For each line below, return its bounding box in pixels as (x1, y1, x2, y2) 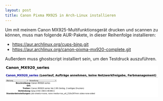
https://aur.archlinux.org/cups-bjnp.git (12, 41, 89, 47)
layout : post (5, 8, 32, 13)
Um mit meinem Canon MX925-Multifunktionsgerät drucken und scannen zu (5, 27, 158, 32)
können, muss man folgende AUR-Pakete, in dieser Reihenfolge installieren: (5, 32, 156, 38)
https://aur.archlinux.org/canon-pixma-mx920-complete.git (12, 46, 131, 52)
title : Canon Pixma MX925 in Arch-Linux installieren (5, 13, 116, 18)
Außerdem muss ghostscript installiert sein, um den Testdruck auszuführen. (5, 56, 157, 61)
